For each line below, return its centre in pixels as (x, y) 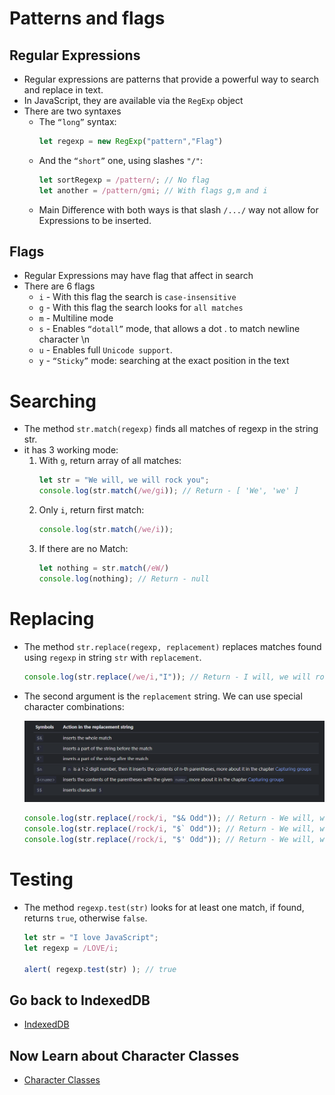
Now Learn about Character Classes (124, 1055)
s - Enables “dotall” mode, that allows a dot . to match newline (169, 329)
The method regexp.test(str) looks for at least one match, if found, (164, 907)
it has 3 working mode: (71, 450)
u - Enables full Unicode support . (105, 350)
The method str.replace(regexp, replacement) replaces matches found (172, 646)
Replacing (52, 618)
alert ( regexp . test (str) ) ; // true (100, 969)
